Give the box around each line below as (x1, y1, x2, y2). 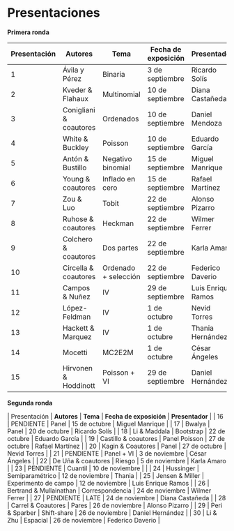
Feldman (62, 312, 91, 322)
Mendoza (191, 118, 223, 128)
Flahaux (62, 94, 89, 103)
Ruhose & (62, 214, 94, 224)
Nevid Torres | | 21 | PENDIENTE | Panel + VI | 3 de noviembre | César (7, 449, 207, 458)
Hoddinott (62, 380, 95, 390)
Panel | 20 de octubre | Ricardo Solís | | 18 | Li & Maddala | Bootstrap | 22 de (7, 427, 226, 435)
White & (62, 134, 88, 144)
